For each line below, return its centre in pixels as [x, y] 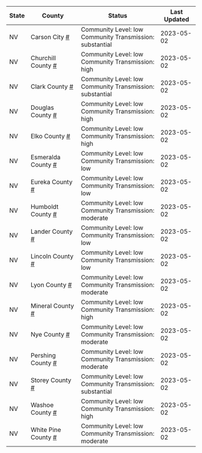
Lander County [52, 232]
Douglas [42, 108]
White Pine [46, 430]
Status [118, 16]
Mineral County [52, 306]
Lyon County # [51, 285]
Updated [176, 19]
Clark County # [52, 87]
